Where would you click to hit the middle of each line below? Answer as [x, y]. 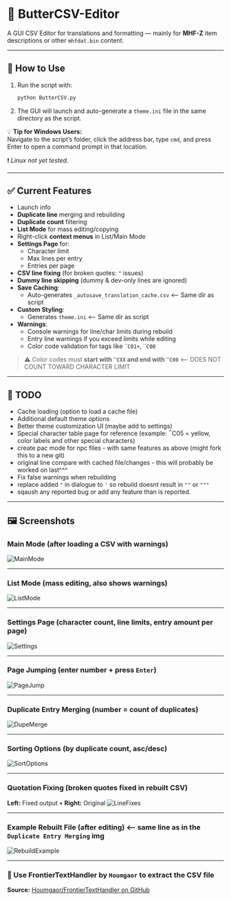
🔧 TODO [24, 395]
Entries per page [51, 266]
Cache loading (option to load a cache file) [77, 411]
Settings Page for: [43, 244]
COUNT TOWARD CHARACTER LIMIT [77, 367]
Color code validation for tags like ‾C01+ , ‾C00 [91, 346]
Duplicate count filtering [52, 222]
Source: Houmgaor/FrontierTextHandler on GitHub [78, 890]
